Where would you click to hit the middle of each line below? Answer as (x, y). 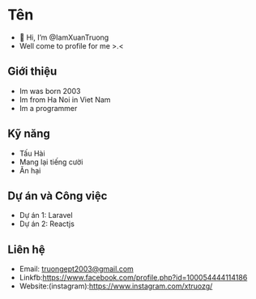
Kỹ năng (29, 134)
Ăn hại (30, 170)
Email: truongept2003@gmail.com (77, 269)
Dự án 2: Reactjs (47, 224)
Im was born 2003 (50, 91)
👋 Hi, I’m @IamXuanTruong (64, 37)
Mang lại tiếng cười (51, 162)
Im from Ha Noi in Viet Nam (65, 100)
